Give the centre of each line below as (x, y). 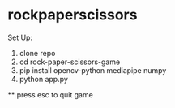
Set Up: (20, 37)
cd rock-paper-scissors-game (70, 62)
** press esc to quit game (51, 94)
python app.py (43, 79)
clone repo (37, 53)
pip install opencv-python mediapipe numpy (93, 70)
